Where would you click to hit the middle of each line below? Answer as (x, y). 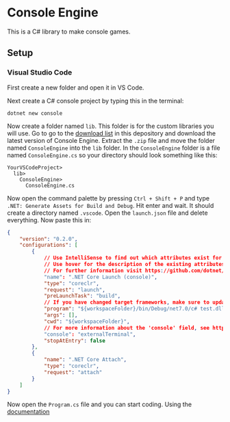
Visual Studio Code (40, 72)
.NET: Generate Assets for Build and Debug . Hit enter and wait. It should (111, 205)
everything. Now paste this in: (49, 220)
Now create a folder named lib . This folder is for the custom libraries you (111, 126)
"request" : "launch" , (75, 290)
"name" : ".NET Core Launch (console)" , (100, 277)
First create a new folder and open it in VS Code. (76, 88)
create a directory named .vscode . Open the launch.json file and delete (107, 213)
